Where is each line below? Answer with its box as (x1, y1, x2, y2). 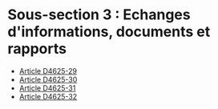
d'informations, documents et (7, 22, 211, 41)
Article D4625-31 (18, 83, 76, 93)
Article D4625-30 (18, 75, 78, 84)
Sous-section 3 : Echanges (7, 6, 191, 24)
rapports (7, 40, 67, 58)
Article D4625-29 (18, 66, 78, 75)
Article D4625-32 (18, 91, 78, 101)
